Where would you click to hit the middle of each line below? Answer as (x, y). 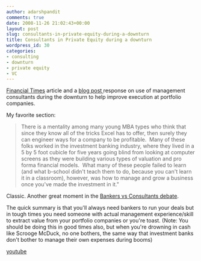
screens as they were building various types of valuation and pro (101, 159)
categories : (21, 51)
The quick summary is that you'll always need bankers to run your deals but (100, 208)
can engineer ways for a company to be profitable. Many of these (103, 140)
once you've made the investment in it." (70, 184)
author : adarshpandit (33, 12)
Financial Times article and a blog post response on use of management (96, 90)
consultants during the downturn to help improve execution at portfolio (94, 97)
